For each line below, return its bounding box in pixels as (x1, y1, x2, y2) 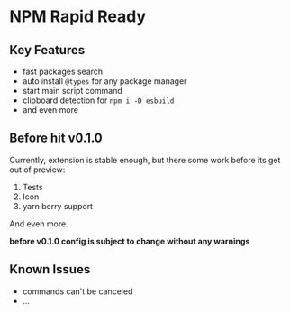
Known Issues (9, 262, 91, 277)
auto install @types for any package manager (22, 76, 187, 87)
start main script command (22, 86, 123, 96)
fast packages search (22, 66, 104, 77)
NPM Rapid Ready (9, 6, 147, 27)
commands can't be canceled (22, 286, 133, 297)
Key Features (9, 42, 86, 58)
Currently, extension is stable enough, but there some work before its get (9, 154, 281, 165)
